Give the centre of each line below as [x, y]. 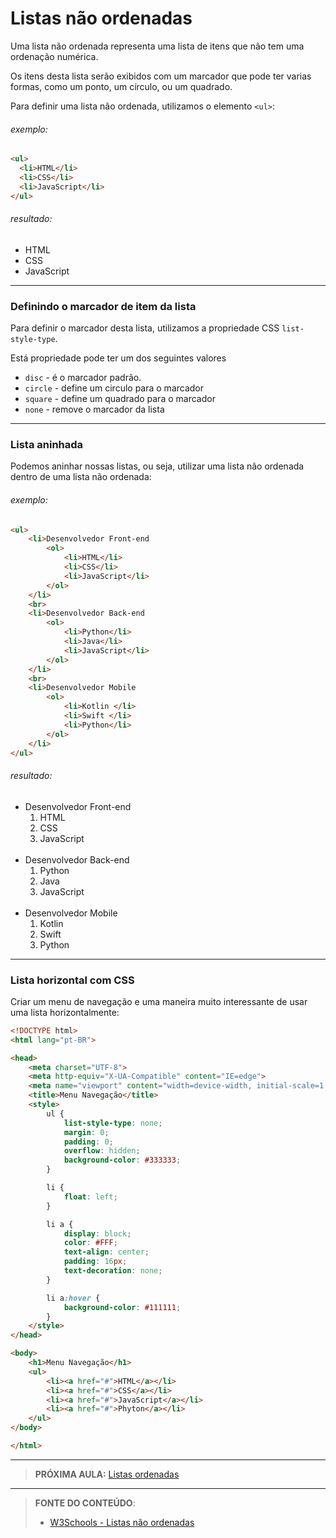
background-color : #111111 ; [122, 1307]
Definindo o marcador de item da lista [103, 306]
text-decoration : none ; [113, 1271]
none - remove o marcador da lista [94, 409]
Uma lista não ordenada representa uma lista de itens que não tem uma [157, 46]
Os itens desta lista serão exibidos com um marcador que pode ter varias [161, 76]
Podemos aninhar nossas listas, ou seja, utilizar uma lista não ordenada [157, 466]
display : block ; [97, 1233]
